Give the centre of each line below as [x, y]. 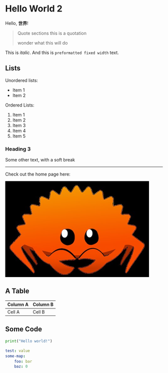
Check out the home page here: [38, 174]
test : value [17, 350]
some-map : [15, 356]
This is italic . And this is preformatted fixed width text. [62, 52]
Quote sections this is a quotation [52, 33]
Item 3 [19, 125]
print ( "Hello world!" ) [29, 341]
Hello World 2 [34, 9]
